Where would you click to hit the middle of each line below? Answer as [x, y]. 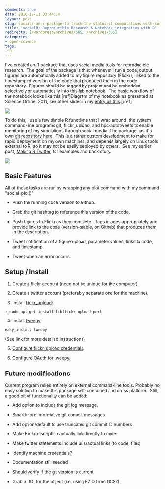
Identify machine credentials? [42, 453]
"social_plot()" [20, 193]
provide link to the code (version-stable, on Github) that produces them [84, 227]
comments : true [21, 10]
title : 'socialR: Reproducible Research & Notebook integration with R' [81, 28]
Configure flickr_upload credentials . [48, 348]
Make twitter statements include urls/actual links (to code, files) [76, 443]
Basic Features [28, 176]
